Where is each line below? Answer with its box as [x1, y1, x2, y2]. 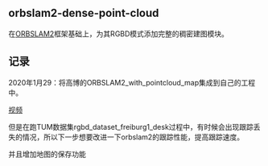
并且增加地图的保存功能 [8, 149, 86, 159]
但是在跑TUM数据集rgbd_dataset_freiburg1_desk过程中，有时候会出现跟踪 [8, 122, 254, 131]
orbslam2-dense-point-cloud [8, 6, 159, 20]
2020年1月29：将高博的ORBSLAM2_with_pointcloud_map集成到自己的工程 [8, 77, 256, 87]
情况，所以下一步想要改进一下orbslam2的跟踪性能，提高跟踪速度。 [22, 132, 244, 142]
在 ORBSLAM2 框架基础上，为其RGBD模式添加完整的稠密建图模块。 [8, 28, 229, 39]
